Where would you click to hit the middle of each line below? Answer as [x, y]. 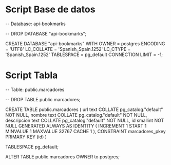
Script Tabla [32, 75]
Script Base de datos [50, 10]
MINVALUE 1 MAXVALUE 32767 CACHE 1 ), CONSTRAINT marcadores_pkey [85, 131]
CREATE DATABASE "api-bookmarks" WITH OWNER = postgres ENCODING [85, 43]
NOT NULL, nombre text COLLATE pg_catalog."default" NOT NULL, [76, 115]
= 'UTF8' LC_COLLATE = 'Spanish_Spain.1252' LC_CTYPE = [68, 49]
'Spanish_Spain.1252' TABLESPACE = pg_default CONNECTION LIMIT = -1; [84, 54]
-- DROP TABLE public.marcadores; [43, 99]
